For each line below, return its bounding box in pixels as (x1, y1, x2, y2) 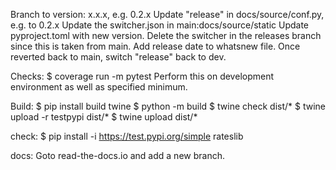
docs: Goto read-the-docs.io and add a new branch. (10, 150, 225, 161)
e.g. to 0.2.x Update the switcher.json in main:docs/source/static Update (10, 19, 310, 31)
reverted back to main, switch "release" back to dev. (10, 51, 227, 63)
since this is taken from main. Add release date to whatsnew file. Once (10, 40, 301, 52)
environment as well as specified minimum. (10, 81, 188, 93)
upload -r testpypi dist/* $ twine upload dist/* (10, 111, 198, 123)
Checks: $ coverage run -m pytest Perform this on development (10, 70, 275, 82)
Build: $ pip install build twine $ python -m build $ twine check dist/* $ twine (10, 100, 327, 112)
